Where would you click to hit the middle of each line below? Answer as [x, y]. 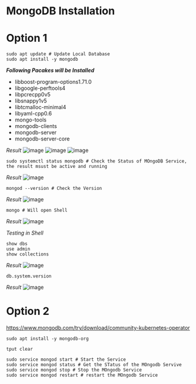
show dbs [17, 244]
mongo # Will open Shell [37, 210]
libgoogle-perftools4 [40, 88]
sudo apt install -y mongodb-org [48, 339]
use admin [18, 249]
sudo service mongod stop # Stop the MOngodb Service [74, 370]
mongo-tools [31, 120]
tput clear [20, 349]
